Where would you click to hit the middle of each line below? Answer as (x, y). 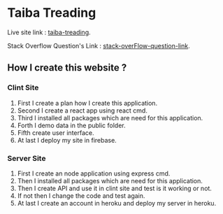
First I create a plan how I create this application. (87, 103)
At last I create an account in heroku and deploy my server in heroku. (117, 203)
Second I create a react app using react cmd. (82, 110)
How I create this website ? (67, 68)
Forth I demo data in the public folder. (71, 125)
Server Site (27, 158)
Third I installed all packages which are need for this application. (110, 117)
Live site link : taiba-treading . (49, 32)
